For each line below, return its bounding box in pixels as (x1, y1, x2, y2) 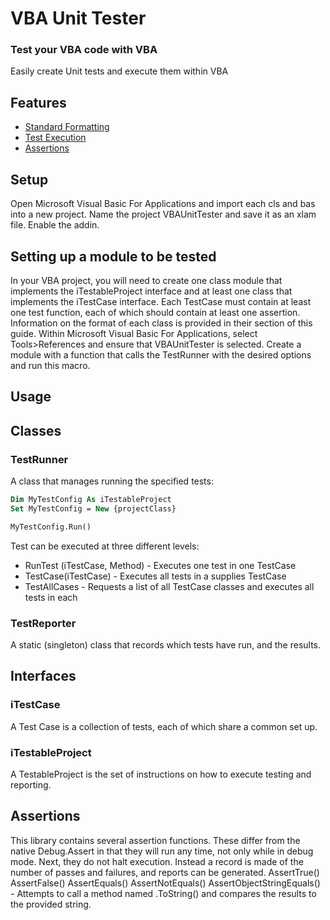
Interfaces (10, 668, 77, 685)
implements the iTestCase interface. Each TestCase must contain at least (10, 295, 312, 307)
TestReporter (10, 616, 77, 630)
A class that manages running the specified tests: (10, 475, 214, 487)
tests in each (24, 591, 78, 603)
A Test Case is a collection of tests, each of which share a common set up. (10, 720, 318, 732)
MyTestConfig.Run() (10, 522, 92, 532)
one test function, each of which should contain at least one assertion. (10, 306, 301, 318)
